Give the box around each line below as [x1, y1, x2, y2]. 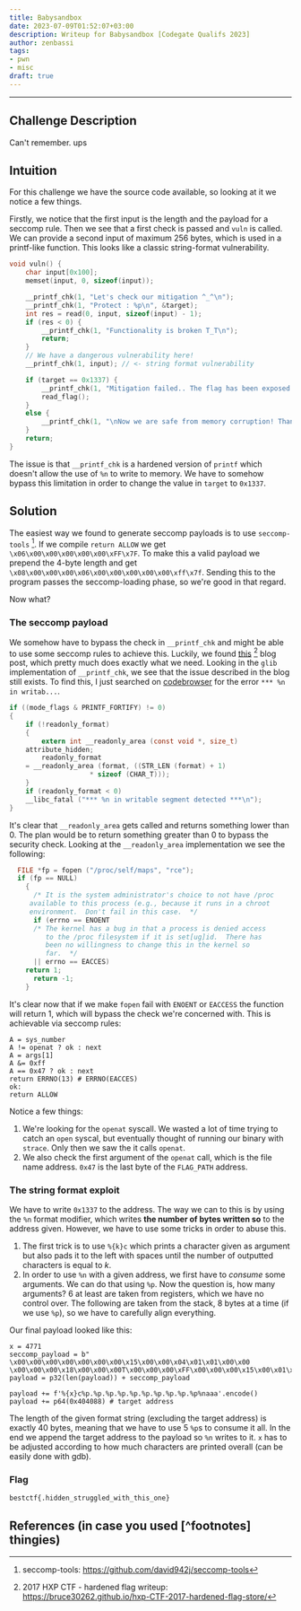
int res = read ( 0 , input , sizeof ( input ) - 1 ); [25, 309, 202, 319]
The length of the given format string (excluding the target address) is [9, 1413, 267, 1423]
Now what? [9, 594, 51, 605]
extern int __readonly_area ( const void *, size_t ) [41, 737, 239, 746]
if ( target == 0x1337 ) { [25, 375, 118, 384]
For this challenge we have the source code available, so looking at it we [9, 187, 277, 197]
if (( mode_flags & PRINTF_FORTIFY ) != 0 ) [9, 704, 167, 713]
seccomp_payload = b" [9, 1350, 90, 1359]
